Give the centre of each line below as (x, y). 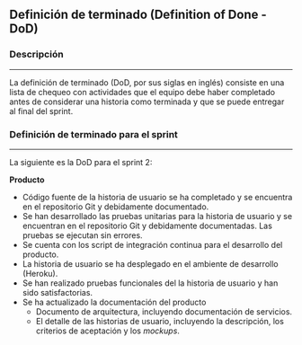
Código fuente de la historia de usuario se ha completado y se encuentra (157, 197)
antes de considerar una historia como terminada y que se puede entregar (147, 102)
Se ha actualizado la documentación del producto (114, 302)
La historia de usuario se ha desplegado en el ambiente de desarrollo (150, 263)
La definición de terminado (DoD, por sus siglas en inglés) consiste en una (147, 82)
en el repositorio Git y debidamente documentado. (115, 207)
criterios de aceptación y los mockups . (107, 331)
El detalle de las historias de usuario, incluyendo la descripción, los (160, 321)
